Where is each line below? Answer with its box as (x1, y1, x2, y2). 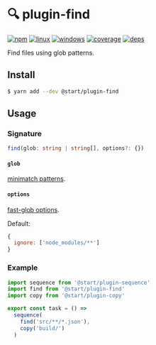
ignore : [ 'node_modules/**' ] (13, 239, 100, 246)
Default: (7, 219, 30, 228)
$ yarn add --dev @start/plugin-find (7, 87, 119, 95)
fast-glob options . (7, 205, 60, 214)
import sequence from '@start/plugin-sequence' (7, 279, 151, 286)
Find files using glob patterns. (7, 48, 94, 57)
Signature (7, 128, 43, 138)
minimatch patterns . (7, 175, 66, 183)
